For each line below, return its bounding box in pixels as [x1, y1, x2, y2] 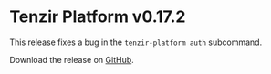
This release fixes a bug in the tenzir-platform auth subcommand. [9, 37, 263, 48]
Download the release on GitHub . [9, 54, 134, 65]
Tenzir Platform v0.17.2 [9, 6, 186, 27]
